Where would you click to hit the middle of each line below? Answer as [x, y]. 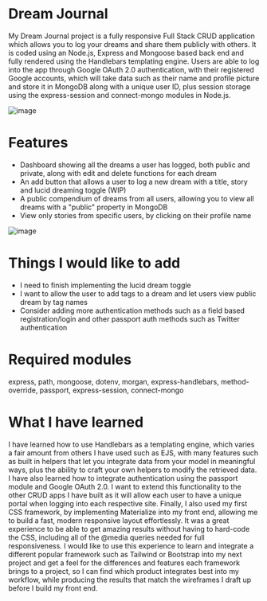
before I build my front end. [53, 588]
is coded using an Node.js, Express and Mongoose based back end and [126, 53]
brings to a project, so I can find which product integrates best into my [124, 571]
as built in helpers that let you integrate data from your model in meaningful [132, 461]
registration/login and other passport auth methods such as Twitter [130, 318]
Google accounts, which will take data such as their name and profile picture [134, 78]
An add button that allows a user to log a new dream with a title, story [134, 181]
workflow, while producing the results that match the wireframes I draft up [130, 580]
